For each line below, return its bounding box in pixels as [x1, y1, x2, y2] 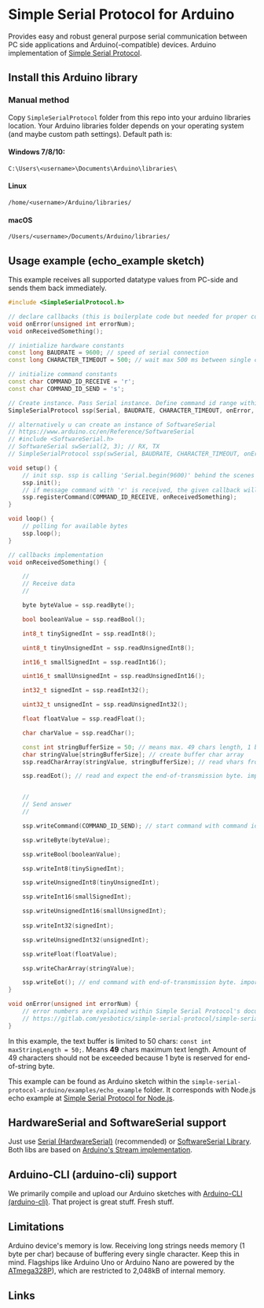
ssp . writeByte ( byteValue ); [22, 836, 111, 844]
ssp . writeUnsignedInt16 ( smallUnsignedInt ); [22, 907, 167, 916]
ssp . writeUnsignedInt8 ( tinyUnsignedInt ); [22, 879, 159, 886]
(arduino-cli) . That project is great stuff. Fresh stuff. [8, 1197, 174, 1207]
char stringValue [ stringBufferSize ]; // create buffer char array [22, 750, 244, 758]
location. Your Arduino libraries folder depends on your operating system [8, 120, 244, 131]
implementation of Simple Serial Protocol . [8, 48, 142, 57]
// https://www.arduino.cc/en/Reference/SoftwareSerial [8, 428, 195, 436]
